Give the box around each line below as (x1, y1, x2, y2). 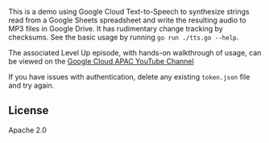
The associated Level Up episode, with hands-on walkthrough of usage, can (8, 48, 262, 57)
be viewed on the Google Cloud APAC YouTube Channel (8, 56, 195, 66)
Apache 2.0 (8, 125, 47, 135)
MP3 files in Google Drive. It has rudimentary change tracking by (8, 24, 223, 33)
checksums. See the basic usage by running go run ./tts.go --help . (8, 32, 239, 42)
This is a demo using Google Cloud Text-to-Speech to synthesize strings (8, 7, 250, 16)
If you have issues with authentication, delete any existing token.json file (8, 72, 250, 81)
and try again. (8, 80, 55, 90)
